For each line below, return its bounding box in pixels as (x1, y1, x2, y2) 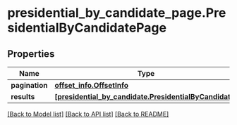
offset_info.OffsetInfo (54, 81, 129, 90)
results (11, 92, 35, 101)
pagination (11, 81, 48, 90)
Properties (7, 48, 55, 60)
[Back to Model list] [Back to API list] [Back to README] (7, 110, 169, 118)
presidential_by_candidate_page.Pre (7, 5, 226, 21)
